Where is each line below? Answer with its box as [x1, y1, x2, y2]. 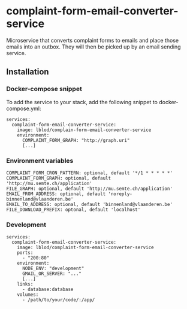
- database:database [22, 286, 74, 293]
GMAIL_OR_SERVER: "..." [22, 271, 82, 277]
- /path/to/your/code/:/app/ [22, 297, 95, 303]
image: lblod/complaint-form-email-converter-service [17, 244, 154, 251]
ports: [17, 250, 34, 256]
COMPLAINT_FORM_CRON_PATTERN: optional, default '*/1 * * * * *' [6, 169, 173, 176]
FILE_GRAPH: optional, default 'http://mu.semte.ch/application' [6, 186, 173, 192]
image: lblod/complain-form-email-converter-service [17, 127, 152, 133]
